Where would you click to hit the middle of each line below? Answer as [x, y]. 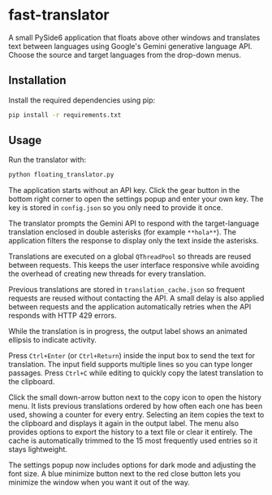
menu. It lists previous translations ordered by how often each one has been [136, 406]
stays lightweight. [38, 449]
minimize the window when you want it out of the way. [99, 483]
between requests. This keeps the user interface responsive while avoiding [134, 265]
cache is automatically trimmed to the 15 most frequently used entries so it [133, 440]
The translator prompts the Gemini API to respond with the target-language [134, 223]
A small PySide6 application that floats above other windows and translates [134, 37]
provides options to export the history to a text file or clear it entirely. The [131, 432]
